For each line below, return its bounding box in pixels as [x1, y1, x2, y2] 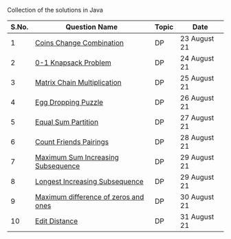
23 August [179, 34, 214, 43]
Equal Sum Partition [35, 117, 98, 127]
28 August [179, 133, 214, 142]
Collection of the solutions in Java [7, 6, 103, 14]
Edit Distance [35, 216, 78, 226]
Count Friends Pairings [35, 137, 109, 147]
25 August [179, 74, 214, 83]
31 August [179, 212, 214, 221]
